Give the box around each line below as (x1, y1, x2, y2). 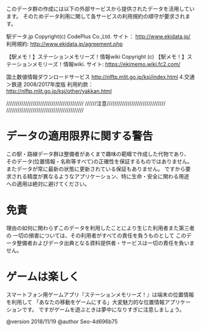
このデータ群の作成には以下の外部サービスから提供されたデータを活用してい (6, 5, 195, 12)
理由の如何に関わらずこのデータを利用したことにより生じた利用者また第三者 (6, 224, 195, 232)
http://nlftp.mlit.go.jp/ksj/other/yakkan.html (6, 87, 112, 95)
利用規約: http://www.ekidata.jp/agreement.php (6, 41, 123, 47)
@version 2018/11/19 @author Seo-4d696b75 (6, 318, 118, 325)
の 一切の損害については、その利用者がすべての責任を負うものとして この (6, 232, 187, 239)
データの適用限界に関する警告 (6, 129, 154, 143)
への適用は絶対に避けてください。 (6, 180, 90, 187)
